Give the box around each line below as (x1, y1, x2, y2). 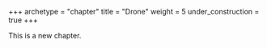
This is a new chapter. (8, 31, 82, 40)
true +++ (8, 15, 39, 25)
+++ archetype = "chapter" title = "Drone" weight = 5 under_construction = (8, 7, 260, 16)
